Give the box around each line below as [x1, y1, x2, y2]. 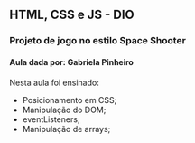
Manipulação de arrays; [22, 123, 111, 134]
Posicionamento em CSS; [22, 94, 117, 105]
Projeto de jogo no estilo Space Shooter [9, 34, 187, 47]
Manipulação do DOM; [22, 104, 107, 115]
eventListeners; [22, 113, 80, 125]
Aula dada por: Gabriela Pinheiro [9, 56, 134, 67]
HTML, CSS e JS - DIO [9, 7, 135, 23]
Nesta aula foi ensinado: [9, 77, 99, 88]
